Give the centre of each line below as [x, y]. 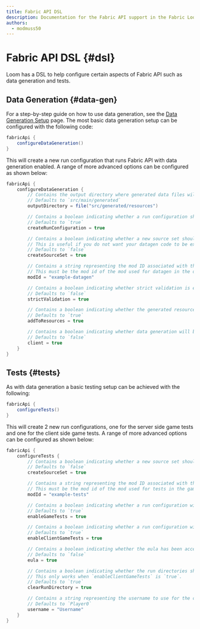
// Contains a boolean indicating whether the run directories [107, 571]
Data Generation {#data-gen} [62, 99]
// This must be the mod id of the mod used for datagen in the [109, 272]
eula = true [43, 560]
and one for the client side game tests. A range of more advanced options [97, 433]
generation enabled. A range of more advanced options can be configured [97, 166]
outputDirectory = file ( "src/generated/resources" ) [93, 206]
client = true [45, 343]
